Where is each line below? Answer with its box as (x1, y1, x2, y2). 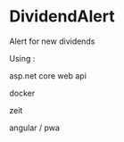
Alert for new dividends (9, 36, 95, 46)
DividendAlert (9, 6, 115, 27)
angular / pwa (9, 122, 61, 133)
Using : (9, 53, 36, 63)
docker (9, 88, 36, 98)
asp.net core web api (9, 70, 87, 81)
